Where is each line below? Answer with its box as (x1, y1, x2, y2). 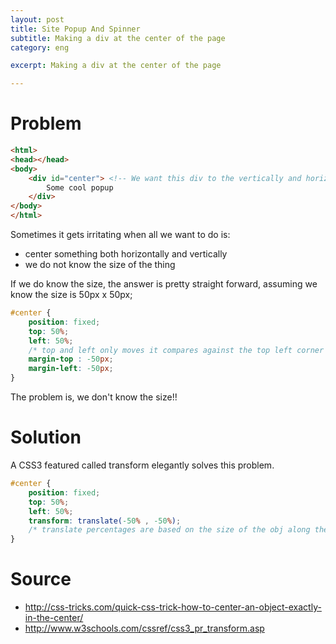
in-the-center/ (24, 612, 84, 624)
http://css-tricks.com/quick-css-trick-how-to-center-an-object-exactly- (24, 601, 322, 613)
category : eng (10, 42, 70, 53)
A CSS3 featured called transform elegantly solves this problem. (10, 459, 275, 471)
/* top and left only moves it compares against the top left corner (28, 345, 325, 355)
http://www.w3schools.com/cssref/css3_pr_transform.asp (24, 622, 265, 635)
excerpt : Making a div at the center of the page (10, 61, 222, 71)
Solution (10, 426, 82, 449)
